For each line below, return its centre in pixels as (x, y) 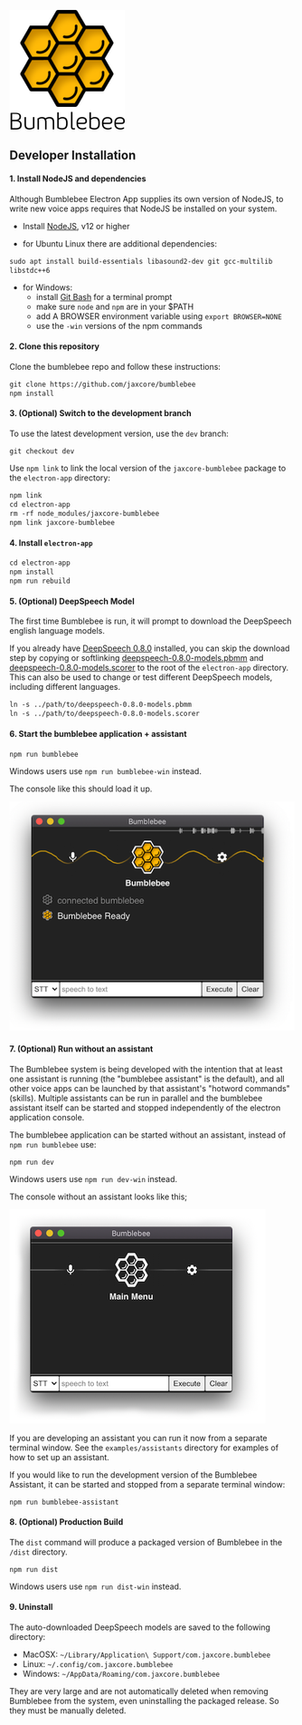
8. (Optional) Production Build (66, 1522)
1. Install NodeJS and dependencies (78, 179)
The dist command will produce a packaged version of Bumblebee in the (146, 1542)
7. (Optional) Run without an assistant (81, 1049)
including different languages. (65, 687)
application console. (47, 1117)
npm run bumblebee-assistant (64, 1502)
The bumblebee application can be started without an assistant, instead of (148, 1135)
